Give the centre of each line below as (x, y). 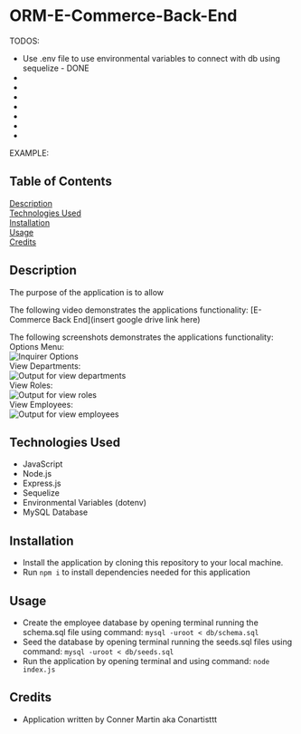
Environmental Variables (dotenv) (85, 503)
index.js (39, 670)
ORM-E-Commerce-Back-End (123, 16)
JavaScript (42, 464)
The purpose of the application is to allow (87, 292)
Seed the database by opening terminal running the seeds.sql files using (157, 642)
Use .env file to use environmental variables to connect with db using (151, 58)
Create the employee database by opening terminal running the (141, 623)
